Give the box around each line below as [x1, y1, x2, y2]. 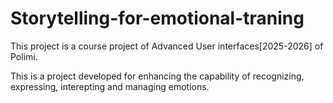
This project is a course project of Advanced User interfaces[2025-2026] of [10, 40, 324, 52]
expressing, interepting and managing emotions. [10, 80, 210, 92]
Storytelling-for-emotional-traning [10, 7, 305, 30]
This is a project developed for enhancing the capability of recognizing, [10, 70, 305, 82]
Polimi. [10, 50, 38, 62]
